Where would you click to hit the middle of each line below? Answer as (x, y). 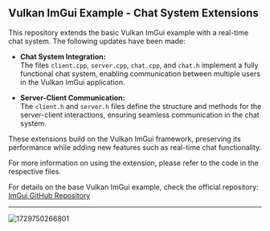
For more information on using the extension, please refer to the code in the (133, 163)
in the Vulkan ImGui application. (72, 82)
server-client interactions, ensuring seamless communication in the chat (139, 115)
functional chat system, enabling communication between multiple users (140, 73)
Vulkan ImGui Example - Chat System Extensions (134, 13)
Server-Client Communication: (73, 97)
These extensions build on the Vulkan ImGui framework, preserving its (125, 139)
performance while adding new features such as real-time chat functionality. (135, 147)
